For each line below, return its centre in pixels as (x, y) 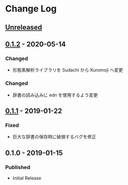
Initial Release (27, 178)
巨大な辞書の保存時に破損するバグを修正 (54, 137)
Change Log (31, 9)
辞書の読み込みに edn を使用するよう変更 (55, 95)
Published (18, 167)
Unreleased (24, 27)
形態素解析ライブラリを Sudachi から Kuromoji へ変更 (68, 70)
